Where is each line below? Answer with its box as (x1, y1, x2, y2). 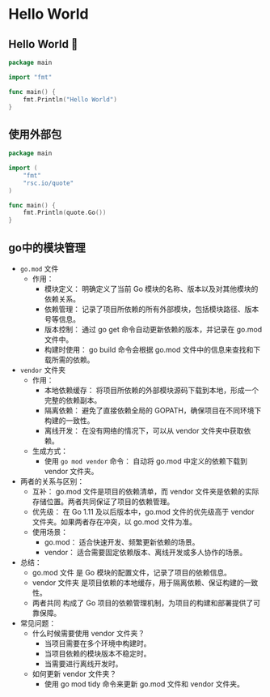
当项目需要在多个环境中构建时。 (44, 639, 151, 648)
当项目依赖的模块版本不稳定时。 (44, 649, 151, 658)
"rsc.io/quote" (23, 179, 74, 187)
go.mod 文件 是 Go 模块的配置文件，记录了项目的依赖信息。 (32, 568, 232, 577)
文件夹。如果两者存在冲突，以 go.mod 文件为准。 (32, 517, 196, 527)
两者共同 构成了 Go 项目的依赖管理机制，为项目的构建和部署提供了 (32, 598, 254, 608)
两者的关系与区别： (19, 477, 85, 486)
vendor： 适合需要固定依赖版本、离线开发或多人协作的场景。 (44, 548, 247, 557)
